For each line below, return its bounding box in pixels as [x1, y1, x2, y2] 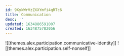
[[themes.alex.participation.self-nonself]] [5, 45, 91, 51]
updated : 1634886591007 [5, 21, 56, 27]
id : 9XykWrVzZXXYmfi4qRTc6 [5, 7, 62, 13]
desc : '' [5, 17, 24, 22]
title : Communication [5, 12, 51, 17]
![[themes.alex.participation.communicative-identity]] [5, 40, 116, 46]
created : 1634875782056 [5, 26, 56, 31]
